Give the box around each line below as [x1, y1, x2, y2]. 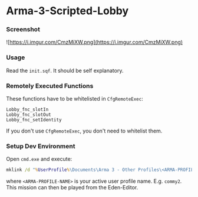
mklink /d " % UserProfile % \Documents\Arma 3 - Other [6, 167, 136, 173]
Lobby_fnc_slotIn [6, 106, 49, 113]
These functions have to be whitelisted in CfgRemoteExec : [6, 95, 143, 102]
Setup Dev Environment [6, 142, 75, 150]
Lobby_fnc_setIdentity [6, 117, 62, 123]
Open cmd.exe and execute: [6, 156, 72, 163]
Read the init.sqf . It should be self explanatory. [6, 67, 124, 74]
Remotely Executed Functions [6, 82, 94, 90]
